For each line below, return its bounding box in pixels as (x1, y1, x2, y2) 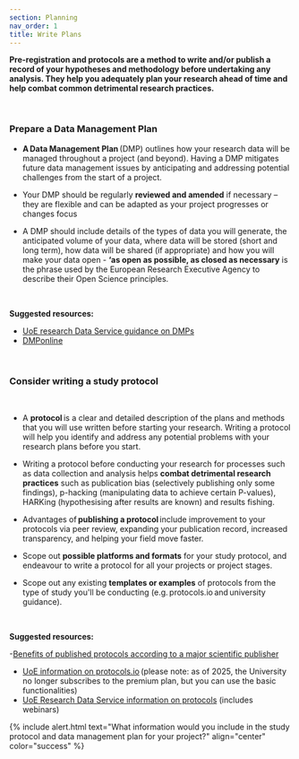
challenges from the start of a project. (21, 171, 163, 182)
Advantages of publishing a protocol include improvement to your (21, 513, 266, 525)
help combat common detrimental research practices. (9, 83, 215, 94)
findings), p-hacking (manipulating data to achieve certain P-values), (21, 486, 277, 498)
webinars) (21, 703, 60, 714)
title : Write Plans (9, 30, 82, 39)
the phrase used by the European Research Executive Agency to (21, 264, 261, 275)
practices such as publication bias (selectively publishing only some (21, 477, 276, 488)
